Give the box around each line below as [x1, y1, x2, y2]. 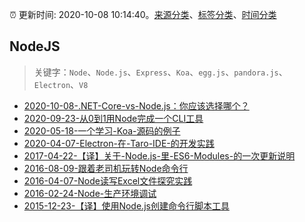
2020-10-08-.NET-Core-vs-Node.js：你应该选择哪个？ [23, 99, 250, 112]
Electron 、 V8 [33, 78, 89, 90]
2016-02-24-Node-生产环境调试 [23, 187, 157, 199]
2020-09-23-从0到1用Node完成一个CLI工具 [23, 112, 204, 124]
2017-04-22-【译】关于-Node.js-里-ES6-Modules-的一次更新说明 [23, 149, 296, 162]
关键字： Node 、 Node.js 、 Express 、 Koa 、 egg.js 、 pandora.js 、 [33, 66, 288, 78]
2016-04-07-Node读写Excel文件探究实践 [23, 174, 193, 187]
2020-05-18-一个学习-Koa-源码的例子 [23, 124, 181, 137]
